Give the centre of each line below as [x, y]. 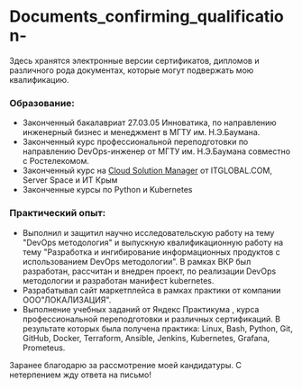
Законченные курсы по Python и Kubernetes [107, 190]
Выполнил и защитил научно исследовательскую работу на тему [148, 232]
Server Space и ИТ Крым [70, 180]
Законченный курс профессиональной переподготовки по [135, 142]
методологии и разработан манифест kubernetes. [118, 280]
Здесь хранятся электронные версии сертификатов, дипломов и [134, 60]
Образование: [42, 103]
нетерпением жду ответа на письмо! [80, 375]
